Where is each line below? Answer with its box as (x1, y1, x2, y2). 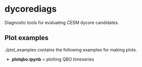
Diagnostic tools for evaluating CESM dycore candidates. (4, 20, 119, 25)
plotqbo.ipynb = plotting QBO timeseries (11, 56, 94, 62)
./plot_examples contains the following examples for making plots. (4, 46, 137, 52)
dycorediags (4, 3, 57, 15)
